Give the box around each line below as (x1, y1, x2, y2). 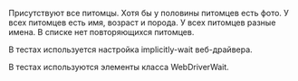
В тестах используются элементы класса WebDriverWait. (8, 62, 230, 72)
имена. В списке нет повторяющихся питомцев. (8, 27, 195, 37)
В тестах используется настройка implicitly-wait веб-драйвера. (8, 44, 253, 55)
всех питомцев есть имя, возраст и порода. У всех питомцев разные (8, 17, 276, 28)
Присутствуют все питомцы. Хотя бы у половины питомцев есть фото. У (8, 8, 289, 18)
